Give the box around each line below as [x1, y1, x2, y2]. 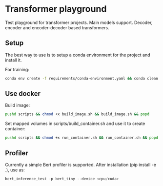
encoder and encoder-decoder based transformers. [5, 24, 109, 30]
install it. [5, 57, 22, 63]
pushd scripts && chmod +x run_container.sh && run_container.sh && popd [5, 135, 159, 140]
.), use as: [5, 167, 25, 173]
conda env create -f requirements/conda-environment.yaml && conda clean [5, 76, 159, 81]
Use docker [5, 89, 41, 98]
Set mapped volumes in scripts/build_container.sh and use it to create [5, 121, 145, 126]
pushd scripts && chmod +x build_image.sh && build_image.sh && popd [5, 112, 150, 117]
